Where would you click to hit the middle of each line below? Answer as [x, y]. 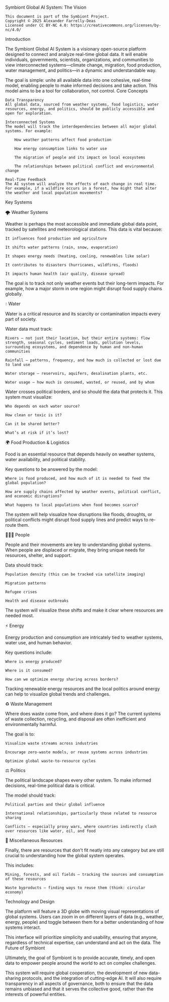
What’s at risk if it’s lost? [37, 433]
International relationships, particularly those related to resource [81, 813]
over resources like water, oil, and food [50, 831]
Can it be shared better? [32, 424]
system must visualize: [29, 397]
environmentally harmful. [31, 724]
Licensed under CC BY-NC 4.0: [37, 25]
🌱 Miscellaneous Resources [34, 840]
